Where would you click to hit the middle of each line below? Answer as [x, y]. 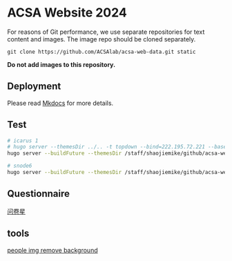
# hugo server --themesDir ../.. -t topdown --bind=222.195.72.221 [106, 147]
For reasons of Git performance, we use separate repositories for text [106, 32]
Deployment [34, 87]
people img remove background [52, 250]
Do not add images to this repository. [61, 64]
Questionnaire [39, 194]
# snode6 [20, 166]
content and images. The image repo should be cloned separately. [101, 39]
